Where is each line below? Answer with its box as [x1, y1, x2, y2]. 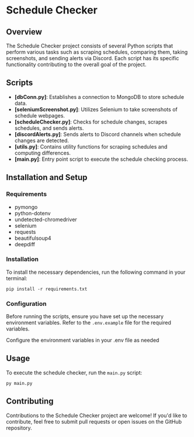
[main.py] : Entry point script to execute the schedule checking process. [14, 156, 188, 163]
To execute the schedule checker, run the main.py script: [6, 369, 143, 376]
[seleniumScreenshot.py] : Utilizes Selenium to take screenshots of [14, 106, 178, 113]
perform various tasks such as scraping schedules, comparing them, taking [6, 49, 188, 56]
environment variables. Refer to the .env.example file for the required [6, 319, 171, 326]
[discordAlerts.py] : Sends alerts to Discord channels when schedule [14, 130, 181, 137]
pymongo [14, 203, 38, 211]
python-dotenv [14, 209, 51, 216]
